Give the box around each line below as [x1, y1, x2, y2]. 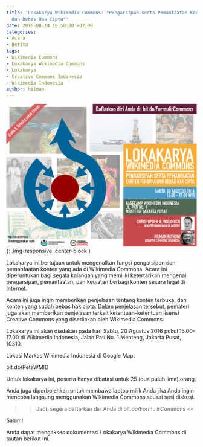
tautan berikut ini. [6, 435, 50, 442]
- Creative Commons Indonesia [6, 73, 83, 80]
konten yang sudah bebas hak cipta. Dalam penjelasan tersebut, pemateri [6, 303, 190, 310]
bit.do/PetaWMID [6, 364, 49, 371]
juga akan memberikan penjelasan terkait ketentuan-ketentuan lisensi [6, 309, 179, 317]
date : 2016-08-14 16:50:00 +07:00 [6, 22, 94, 28]
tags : [6, 48, 20, 54]
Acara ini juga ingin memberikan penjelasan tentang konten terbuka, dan [6, 297, 187, 304]
